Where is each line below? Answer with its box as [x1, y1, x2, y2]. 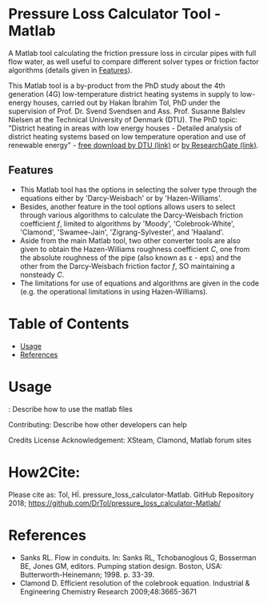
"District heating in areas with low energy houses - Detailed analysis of [8, 123, 242, 133]
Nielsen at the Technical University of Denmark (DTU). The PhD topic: [8, 114, 238, 124]
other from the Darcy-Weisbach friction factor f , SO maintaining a [19, 261, 236, 270]
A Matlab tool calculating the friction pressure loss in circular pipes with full [8, 48, 257, 58]
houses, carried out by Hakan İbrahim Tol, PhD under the [33, 98, 221, 107]
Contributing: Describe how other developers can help [8, 419, 188, 429]
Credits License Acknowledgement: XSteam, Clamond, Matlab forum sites [8, 435, 252, 445]
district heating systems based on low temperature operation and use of [8, 131, 246, 141]
